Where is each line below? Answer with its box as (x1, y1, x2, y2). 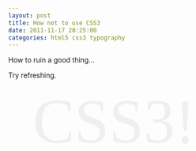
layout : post (8, 11, 51, 20)
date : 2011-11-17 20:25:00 (8, 26, 97, 34)
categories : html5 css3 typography (8, 33, 126, 42)
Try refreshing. (8, 70, 57, 80)
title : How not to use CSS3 (8, 19, 101, 27)
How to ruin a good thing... (8, 55, 95, 65)
